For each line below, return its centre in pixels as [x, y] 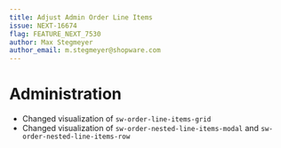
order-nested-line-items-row [76, 137]
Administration [65, 94]
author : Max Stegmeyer [51, 42]
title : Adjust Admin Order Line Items [81, 17]
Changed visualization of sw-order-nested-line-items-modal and [140, 129]
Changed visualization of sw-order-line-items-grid [116, 119]
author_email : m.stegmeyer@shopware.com [85, 51]
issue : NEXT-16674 [43, 26]
